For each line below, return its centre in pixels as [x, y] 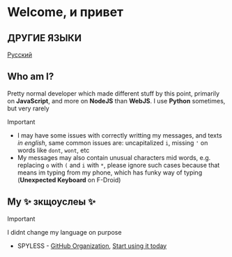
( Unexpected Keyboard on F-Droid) [69, 179]
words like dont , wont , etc [53, 150]
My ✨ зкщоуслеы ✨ [52, 202]
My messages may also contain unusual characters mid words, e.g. [114, 157]
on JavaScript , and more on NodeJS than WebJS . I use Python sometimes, [116, 101]
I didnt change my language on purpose [64, 232]
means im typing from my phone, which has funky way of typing [110, 172]
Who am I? [31, 76]
